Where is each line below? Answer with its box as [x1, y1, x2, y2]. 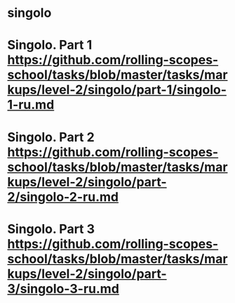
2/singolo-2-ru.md [7, 188, 119, 205]
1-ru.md [7, 97, 55, 113]
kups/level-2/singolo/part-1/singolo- [7, 82, 227, 98]
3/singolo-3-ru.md [7, 281, 119, 297]
